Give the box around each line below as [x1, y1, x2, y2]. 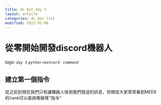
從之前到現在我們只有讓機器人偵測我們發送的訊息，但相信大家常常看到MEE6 [5, 89, 157, 95]
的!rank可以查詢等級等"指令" [5, 95, 62, 101]
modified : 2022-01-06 [5, 20, 49, 26]
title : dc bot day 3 [5, 7, 47, 12]
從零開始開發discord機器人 [5, 43, 113, 53]
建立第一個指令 [5, 75, 50, 83]
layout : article [5, 12, 38, 16]
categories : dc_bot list [5, 16, 55, 21]
